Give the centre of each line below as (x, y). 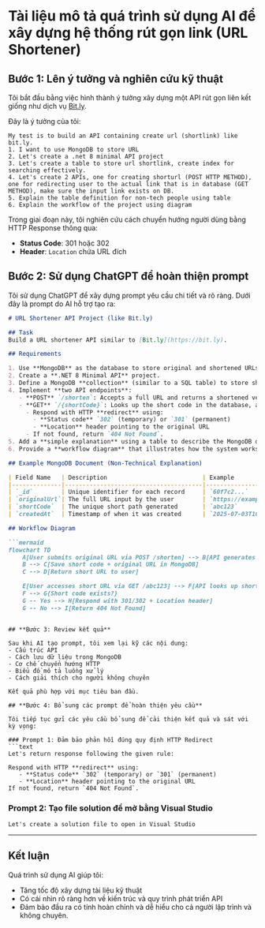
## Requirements (35, 354)
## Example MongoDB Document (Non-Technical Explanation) (105, 463)
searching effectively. (47, 170)
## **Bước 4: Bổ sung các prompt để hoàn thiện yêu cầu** (105, 705)
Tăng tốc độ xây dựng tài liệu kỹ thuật (81, 890)
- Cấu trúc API (33, 650)
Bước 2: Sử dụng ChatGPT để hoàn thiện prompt (129, 277)
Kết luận (29, 856)
